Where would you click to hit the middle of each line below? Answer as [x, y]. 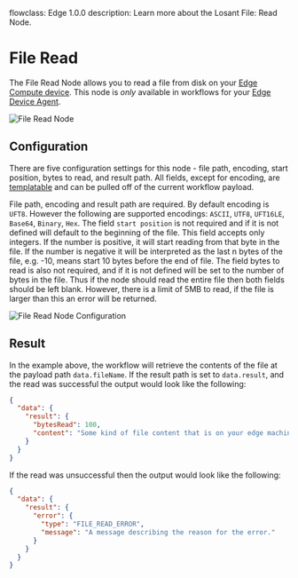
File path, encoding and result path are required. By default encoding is [139, 204]
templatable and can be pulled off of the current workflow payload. [132, 186]
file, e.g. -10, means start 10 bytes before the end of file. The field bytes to [145, 260]
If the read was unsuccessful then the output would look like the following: [145, 475]
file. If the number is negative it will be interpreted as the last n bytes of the [146, 251]
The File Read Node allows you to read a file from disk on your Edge [133, 83]
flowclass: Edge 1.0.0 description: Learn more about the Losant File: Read [143, 13]
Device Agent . [35, 101]
